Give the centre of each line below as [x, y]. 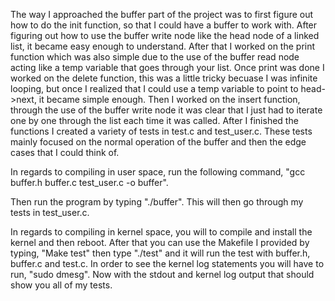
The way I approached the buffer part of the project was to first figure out [162, 14]
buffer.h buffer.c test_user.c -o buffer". [89, 182]
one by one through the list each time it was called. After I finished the [154, 120]
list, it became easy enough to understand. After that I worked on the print [163, 46]
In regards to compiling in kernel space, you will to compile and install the [161, 232]
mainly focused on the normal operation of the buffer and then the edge [158, 142]
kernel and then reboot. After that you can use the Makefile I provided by [160, 242]
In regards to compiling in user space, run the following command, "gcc [158, 172]
